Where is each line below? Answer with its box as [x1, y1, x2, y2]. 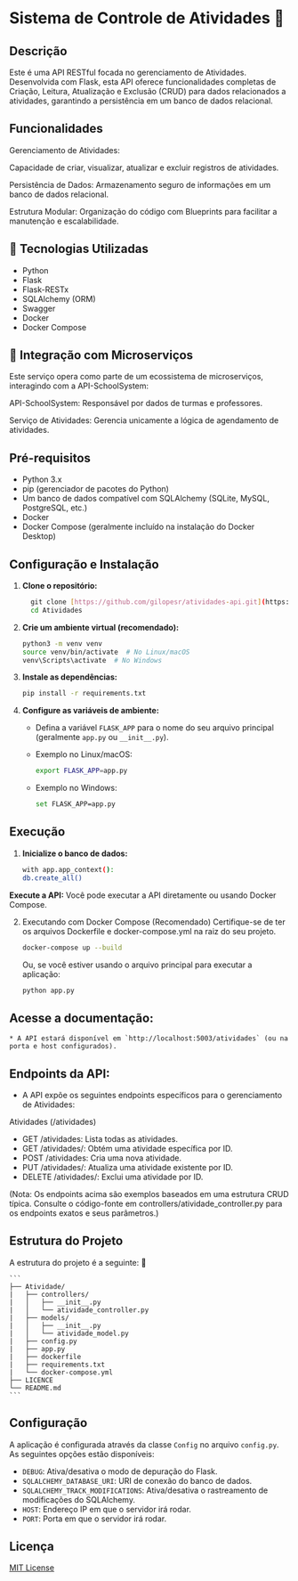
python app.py [21, 986, 75, 995]
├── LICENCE [9, 1375, 53, 1384]
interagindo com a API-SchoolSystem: [9, 380, 149, 391]
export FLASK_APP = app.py [35, 766, 128, 776]
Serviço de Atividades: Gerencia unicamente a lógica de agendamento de [9, 415, 279, 426]
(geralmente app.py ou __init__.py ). [35, 732, 169, 743]
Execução [9, 824, 66, 840]
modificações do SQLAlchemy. [21, 1494, 136, 1504]
